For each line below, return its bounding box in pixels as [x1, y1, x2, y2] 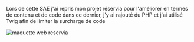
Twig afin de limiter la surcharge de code [6, 18, 106, 24]
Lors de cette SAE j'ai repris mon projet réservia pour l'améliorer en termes [6, 5, 188, 12]
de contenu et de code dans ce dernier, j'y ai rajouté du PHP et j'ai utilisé [6, 11, 183, 18]
